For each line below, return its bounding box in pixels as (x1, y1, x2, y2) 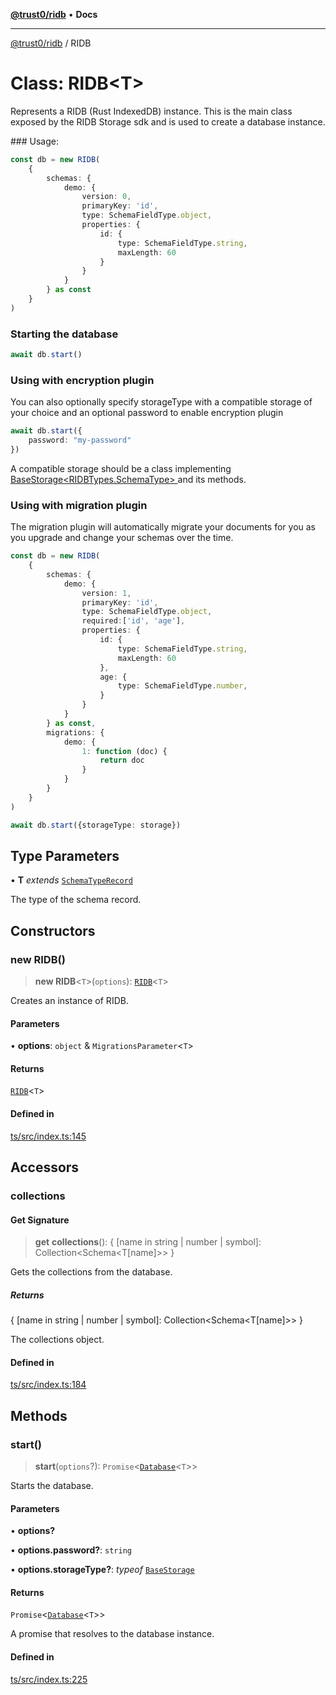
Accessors (10, 1159, 80, 1176)
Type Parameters (10, 847, 120, 864)
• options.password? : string (10, 1544, 132, 1556)
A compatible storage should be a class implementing (10, 462, 232, 474)
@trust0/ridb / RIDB (10, 37, 92, 49)
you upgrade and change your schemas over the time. (10, 532, 234, 544)
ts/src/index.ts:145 (10, 1130, 87, 1142)
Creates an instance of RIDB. (10, 995, 129, 1007)
